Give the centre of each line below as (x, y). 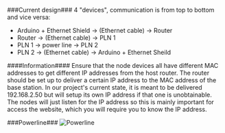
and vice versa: (29, 17)
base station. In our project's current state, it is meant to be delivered (105, 87)
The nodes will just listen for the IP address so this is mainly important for (111, 102)
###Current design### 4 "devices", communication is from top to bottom (111, 10)
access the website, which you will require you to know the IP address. (107, 109)
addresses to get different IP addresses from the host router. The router (108, 73)
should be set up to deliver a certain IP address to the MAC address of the (112, 80)
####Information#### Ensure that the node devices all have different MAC (113, 65)
